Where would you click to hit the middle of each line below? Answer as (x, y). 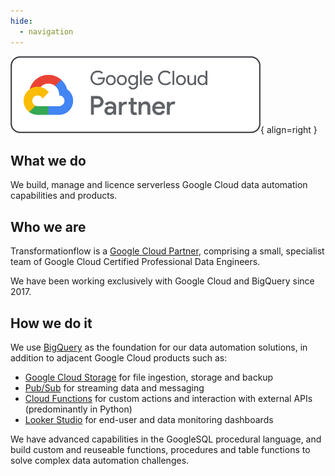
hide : (21, 21)
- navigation (46, 31)
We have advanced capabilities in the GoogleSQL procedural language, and (166, 439)
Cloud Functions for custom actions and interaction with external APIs (168, 398)
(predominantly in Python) (78, 409)
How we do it (51, 323)
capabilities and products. (64, 196)
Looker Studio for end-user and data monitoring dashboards (149, 419)
